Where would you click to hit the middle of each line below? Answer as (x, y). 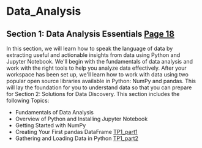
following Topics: (28, 100)
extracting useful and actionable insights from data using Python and (93, 55)
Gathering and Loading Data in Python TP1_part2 (77, 138)
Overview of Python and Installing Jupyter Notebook (81, 119)
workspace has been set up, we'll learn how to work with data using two (97, 74)
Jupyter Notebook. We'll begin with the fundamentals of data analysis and (100, 61)
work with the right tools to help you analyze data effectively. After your (96, 68)
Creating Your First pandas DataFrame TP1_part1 (76, 132)
